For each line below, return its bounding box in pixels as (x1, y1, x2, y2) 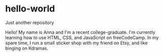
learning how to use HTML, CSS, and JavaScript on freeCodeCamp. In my (5, 34, 159, 40)
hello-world (5, 3, 56, 14)
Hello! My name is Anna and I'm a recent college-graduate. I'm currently (5, 29, 155, 35)
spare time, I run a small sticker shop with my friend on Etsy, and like (5, 39, 148, 45)
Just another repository (5, 19, 54, 25)
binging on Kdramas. (5, 45, 48, 51)
